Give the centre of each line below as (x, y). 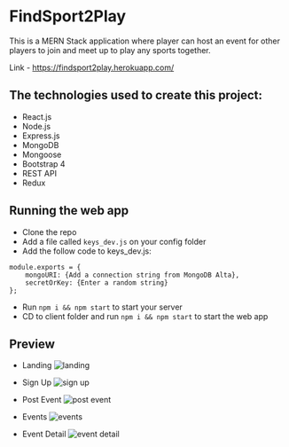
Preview (32, 344)
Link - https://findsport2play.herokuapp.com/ (92, 67)
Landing (37, 365)
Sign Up (36, 382)
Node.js (36, 126)
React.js (37, 116)
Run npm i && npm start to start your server (102, 307)
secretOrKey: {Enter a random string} (97, 282)
